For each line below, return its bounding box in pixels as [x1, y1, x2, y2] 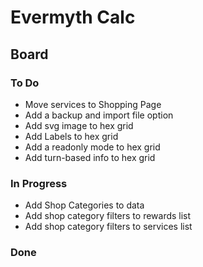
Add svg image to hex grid [24, 119, 134, 131]
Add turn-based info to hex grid [24, 151, 156, 163]
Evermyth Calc [10, 6, 136, 29]
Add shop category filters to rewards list [24, 210, 192, 222]
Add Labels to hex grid [24, 130, 119, 142]
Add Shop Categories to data [24, 199, 145, 211]
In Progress [10, 176, 68, 190]
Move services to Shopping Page [24, 98, 162, 110]
